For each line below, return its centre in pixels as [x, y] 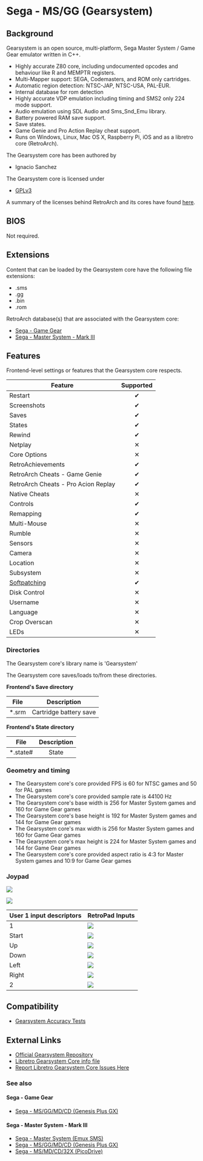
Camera [21, 553]
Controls [22, 504]
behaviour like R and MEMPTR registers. [65, 73]
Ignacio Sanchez [36, 167]
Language [24, 612]
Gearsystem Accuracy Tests [50, 1021]
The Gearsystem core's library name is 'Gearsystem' [72, 663]
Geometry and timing [38, 770]
